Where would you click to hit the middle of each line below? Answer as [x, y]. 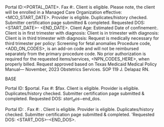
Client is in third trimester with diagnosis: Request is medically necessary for [82, 38]
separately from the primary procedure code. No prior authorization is [75, 54]
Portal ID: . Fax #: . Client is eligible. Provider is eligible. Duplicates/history [80, 109]
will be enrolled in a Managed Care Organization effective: [64, 12]
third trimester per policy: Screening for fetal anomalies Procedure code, [78, 43]
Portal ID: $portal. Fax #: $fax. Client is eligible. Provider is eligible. [72, 88]
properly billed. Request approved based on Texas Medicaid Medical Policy [81, 64]
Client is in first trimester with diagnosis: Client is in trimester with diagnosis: [82, 33]
